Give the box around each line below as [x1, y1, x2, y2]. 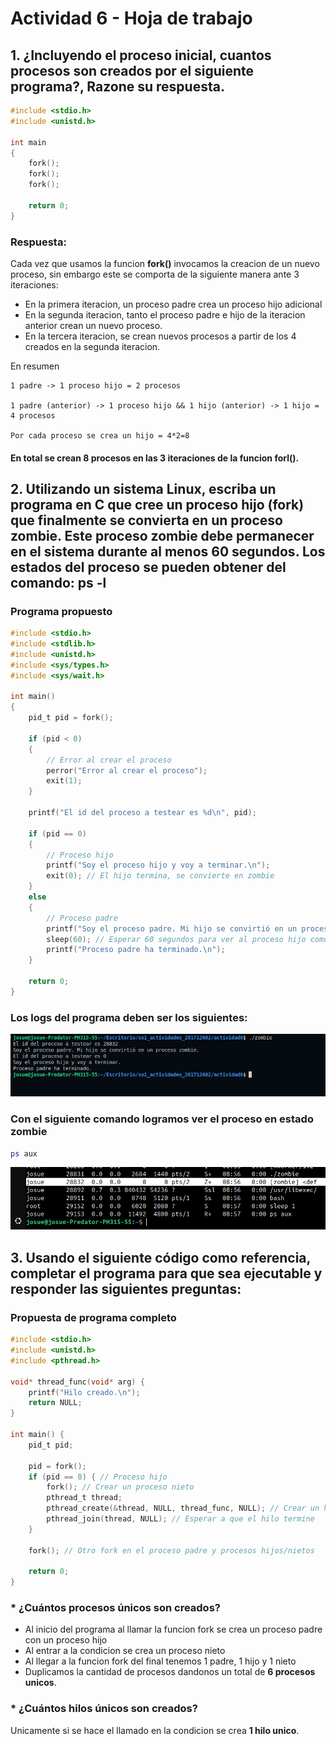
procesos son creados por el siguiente [10, 62, 255, 79]
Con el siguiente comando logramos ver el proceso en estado [10, 1112, 314, 1126]
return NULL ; [28, 1398, 83, 1408]
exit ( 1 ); [46, 776, 83, 786]
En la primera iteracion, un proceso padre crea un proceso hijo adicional [24, 298, 323, 310]
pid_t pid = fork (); [28, 713, 114, 723]
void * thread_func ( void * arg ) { [10, 1377, 145, 1387]
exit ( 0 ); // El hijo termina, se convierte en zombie [46, 871, 275, 881]
